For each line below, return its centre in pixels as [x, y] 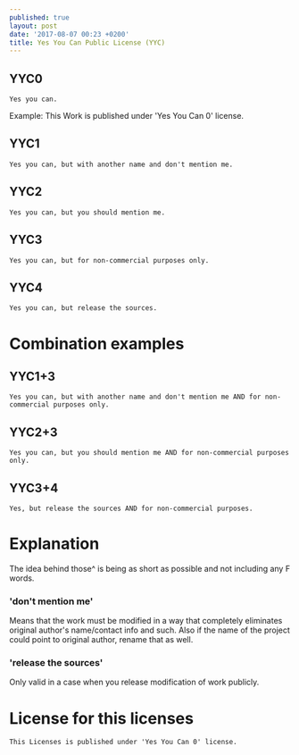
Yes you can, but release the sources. [83, 308]
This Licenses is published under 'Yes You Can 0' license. [124, 742]
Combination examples [97, 344]
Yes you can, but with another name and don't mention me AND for [135, 397]
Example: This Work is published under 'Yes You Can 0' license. [126, 116]
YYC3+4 [34, 488]
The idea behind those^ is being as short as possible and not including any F [150, 568]
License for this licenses [102, 718]
